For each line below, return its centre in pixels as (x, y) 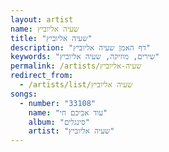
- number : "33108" (58, 103)
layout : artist (42, 19)
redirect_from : (42, 76)
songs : (24, 94)
